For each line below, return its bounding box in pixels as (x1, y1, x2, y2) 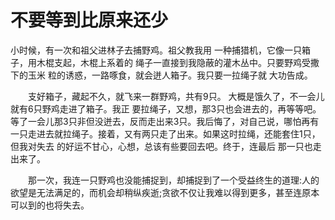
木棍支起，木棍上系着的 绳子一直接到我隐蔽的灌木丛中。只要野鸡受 (36, 56, 311, 68)
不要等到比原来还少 (10, 9, 169, 32)
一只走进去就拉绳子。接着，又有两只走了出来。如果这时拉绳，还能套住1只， (10, 127, 321, 140)
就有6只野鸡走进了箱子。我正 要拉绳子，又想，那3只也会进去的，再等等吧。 (10, 102, 322, 115)
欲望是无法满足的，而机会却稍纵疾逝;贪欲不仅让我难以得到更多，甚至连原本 (10, 186, 320, 198)
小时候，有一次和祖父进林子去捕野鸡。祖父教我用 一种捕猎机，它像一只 (10, 44, 302, 56)
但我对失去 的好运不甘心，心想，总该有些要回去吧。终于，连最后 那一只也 (10, 140, 313, 152)
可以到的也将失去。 (10, 199, 90, 211)
